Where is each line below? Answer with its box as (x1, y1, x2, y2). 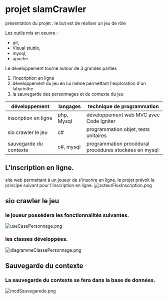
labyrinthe (12, 85, 33, 91)
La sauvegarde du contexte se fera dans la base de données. (5, 277, 156, 284)
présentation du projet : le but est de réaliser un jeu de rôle (5, 20, 126, 26)
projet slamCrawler (5, 4, 86, 15)
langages (58, 103, 81, 110)
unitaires (86, 132, 107, 139)
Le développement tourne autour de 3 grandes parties (5, 65, 117, 71)
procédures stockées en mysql (86, 146, 159, 154)
